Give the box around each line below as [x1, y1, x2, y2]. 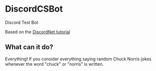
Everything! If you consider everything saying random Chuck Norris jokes [5, 56, 152, 62]
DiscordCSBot [5, 3, 63, 15]
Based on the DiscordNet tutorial [5, 29, 70, 35]
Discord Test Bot [5, 19, 38, 25]
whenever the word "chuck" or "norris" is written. [5, 61, 104, 67]
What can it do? [5, 43, 53, 52]
